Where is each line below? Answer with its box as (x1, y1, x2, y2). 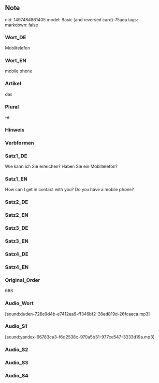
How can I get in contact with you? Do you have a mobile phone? (5, 187, 134, 192)
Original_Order (5, 276, 40, 283)
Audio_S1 (5, 323, 28, 330)
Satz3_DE (5, 225, 29, 232)
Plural (5, 103, 19, 110)
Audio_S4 (5, 372, 29, 379)
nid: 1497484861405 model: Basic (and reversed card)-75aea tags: (5, 16, 139, 22)
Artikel (5, 80, 21, 87)
